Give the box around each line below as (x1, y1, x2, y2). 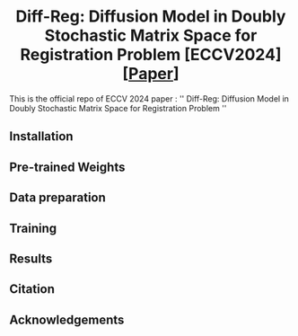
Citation (9, 281, 56, 297)
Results (9, 251, 53, 266)
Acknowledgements (9, 312, 125, 327)
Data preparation (9, 190, 106, 206)
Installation (9, 128, 74, 145)
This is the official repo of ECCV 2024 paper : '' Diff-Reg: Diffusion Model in (9, 93, 290, 104)
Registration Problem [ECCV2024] (20, 45, 282, 65)
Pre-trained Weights (9, 159, 126, 174)
